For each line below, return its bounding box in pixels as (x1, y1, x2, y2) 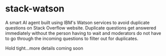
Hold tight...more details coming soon (5, 45, 83, 51)
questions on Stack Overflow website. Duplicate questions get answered (5, 24, 156, 30)
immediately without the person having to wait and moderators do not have (5, 30, 161, 36)
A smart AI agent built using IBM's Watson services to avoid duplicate (5, 19, 150, 25)
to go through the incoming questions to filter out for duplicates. (5, 35, 139, 41)
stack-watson (5, 3, 65, 14)
